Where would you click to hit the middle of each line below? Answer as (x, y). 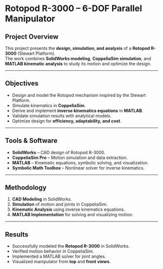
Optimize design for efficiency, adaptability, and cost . (67, 121)
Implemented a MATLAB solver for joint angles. (59, 256)
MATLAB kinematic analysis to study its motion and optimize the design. (78, 64)
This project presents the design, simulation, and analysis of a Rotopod (78, 48)
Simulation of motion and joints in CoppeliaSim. (60, 205)
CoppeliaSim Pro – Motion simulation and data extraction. (70, 158)
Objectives (22, 84)
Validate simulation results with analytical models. (62, 116)
